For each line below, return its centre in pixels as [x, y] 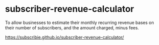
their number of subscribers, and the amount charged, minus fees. [72, 27]
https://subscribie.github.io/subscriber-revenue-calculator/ [65, 37]
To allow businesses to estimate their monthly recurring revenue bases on [79, 22]
